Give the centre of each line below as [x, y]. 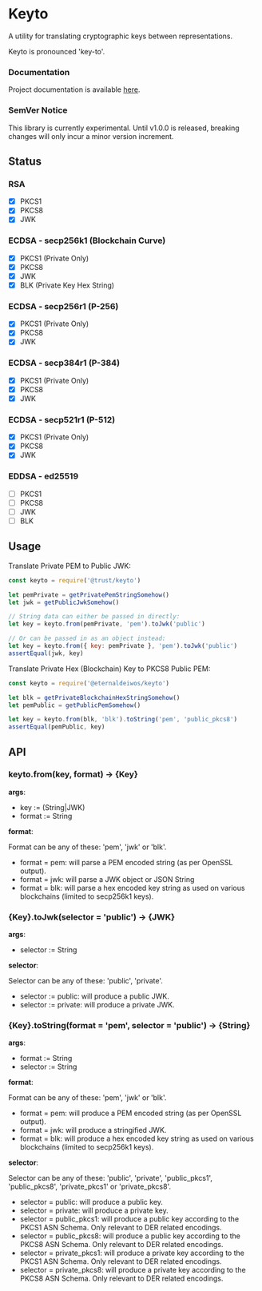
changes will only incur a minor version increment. [91, 136]
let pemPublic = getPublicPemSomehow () [75, 705]
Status [25, 161]
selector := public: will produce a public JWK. [95, 996]
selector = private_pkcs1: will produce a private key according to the [132, 1253]
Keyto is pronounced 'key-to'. [57, 51]
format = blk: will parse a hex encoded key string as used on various [132, 888]
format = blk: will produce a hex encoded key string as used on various [137, 1138]
